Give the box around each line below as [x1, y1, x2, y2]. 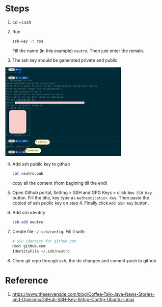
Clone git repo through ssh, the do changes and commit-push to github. [12, 258, 158, 264]
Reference [5, 275, 48, 286]
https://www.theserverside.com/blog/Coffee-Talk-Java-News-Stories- [12, 291, 155, 297]
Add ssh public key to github [12, 161, 70, 167]
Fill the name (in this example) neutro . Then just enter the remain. [12, 48, 144, 54]
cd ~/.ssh [12, 19, 32, 25]
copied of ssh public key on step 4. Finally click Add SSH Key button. [12, 200, 149, 206]
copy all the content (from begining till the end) [12, 180, 108, 186]
